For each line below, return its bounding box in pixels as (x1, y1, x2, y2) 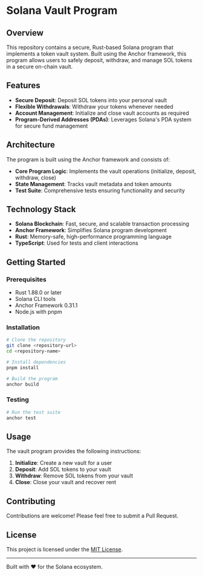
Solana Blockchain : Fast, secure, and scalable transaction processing (14, 220, 189, 227)
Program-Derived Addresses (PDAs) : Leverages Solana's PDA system (14, 115, 192, 123)
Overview (6, 28, 44, 38)
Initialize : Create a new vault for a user (14, 459, 112, 467)
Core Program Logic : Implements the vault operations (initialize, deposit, (14, 167, 196, 175)
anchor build (6, 381, 39, 387)
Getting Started (6, 257, 66, 267)
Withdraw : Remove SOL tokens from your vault (14, 472, 134, 479)
